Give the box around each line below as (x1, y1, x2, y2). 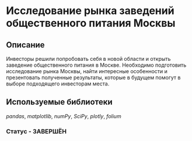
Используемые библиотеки (6, 97, 113, 107)
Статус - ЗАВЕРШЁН (6, 127, 67, 135)
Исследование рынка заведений (6, 4, 174, 18)
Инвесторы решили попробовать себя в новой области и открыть (6, 56, 171, 62)
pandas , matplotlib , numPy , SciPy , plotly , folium (6, 112, 121, 119)
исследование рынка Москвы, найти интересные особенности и (6, 68, 168, 74)
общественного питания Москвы (6, 16, 176, 30)
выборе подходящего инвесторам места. (6, 80, 110, 87)
